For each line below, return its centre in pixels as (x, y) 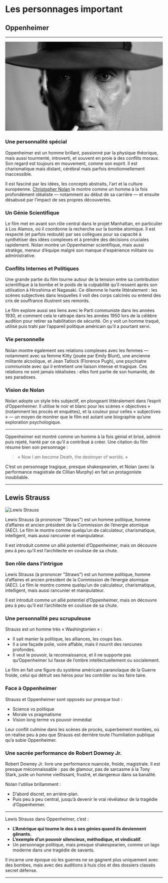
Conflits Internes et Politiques (42, 269)
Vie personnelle (25, 339)
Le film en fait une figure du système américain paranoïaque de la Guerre (80, 670)
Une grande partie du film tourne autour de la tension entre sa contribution (82, 280)
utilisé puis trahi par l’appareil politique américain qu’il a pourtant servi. (78, 326)
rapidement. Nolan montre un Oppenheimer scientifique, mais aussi (75, 245)
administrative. (20, 256)
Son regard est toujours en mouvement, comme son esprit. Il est (71, 163)
